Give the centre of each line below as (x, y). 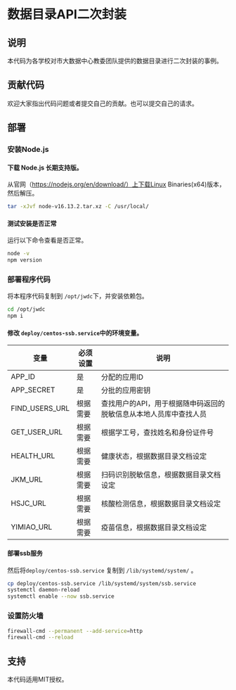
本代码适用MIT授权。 (38, 679)
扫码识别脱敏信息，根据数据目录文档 (161, 475)
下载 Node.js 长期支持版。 (45, 167)
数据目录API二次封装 (67, 14)
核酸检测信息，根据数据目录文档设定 (161, 504)
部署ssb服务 (25, 553)
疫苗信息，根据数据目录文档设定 (154, 528)
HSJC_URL (29, 504)
